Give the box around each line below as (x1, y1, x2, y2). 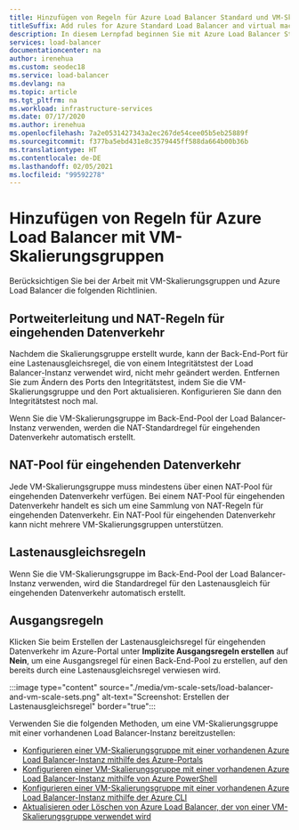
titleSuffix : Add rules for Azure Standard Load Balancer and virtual (9, 21, 277, 30)
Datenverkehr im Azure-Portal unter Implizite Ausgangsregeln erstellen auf (9, 646, 289, 657)
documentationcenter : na (9, 46, 101, 55)
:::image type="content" (9, 682, 98, 693)
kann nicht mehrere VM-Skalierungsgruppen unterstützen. (9, 519, 224, 529)
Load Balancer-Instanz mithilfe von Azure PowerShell (21, 773, 218, 784)
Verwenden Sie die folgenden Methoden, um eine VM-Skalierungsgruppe (9, 718, 279, 729)
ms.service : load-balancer (9, 71, 109, 80)
